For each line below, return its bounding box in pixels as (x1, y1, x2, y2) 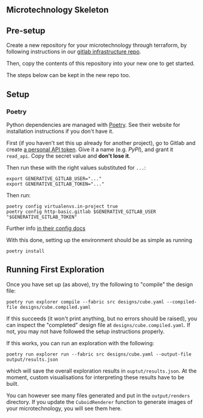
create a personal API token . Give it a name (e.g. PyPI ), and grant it (6, 146, 173, 153)
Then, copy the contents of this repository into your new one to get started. (6, 60, 195, 67)
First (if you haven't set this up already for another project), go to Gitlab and (6, 139, 196, 146)
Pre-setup (6, 25, 46, 36)
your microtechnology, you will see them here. (6, 405, 123, 412)
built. (6, 380, 19, 387)
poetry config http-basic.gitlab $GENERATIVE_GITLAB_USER (6, 209, 156, 215)
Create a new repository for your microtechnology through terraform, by (6, 42, 187, 49)
